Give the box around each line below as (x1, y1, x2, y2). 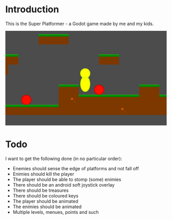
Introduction (5, 4, 59, 15)
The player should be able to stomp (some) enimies (12, 176, 121, 183)
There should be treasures (12, 187, 69, 193)
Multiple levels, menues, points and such (12, 209, 99, 215)
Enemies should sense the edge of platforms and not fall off (12, 166, 139, 172)
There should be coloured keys (12, 193, 79, 199)
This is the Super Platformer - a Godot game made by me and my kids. (5, 21, 154, 27)
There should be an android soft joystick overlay (12, 182, 115, 188)
